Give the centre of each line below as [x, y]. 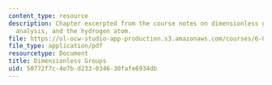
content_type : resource [49, 16]
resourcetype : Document [49, 53]
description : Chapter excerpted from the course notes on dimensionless [134, 23]
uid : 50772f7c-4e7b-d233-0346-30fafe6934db [83, 69]
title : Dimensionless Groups [57, 62]
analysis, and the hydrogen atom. [74, 31]
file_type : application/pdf [56, 46]
